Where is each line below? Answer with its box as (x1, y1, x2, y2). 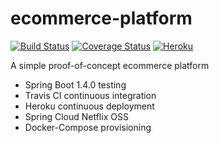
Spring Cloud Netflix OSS (24, 110, 129, 122)
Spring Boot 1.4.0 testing (24, 78, 127, 91)
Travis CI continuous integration (24, 89, 157, 101)
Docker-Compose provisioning (24, 121, 152, 133)
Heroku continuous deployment (24, 100, 155, 112)
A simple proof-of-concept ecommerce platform (10, 59, 210, 71)
